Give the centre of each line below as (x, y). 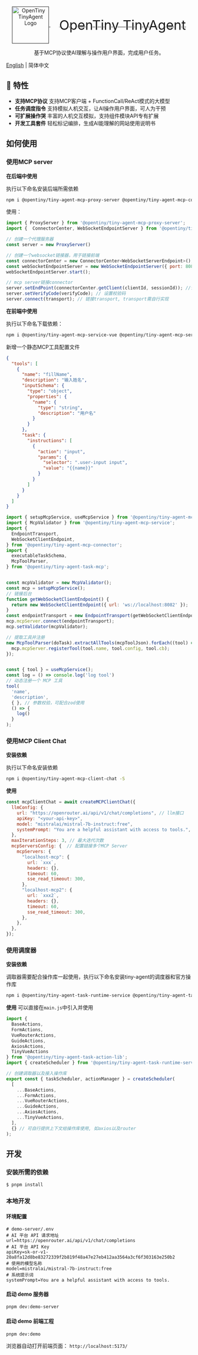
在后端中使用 (22, 176)
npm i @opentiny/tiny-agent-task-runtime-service (68, 996)
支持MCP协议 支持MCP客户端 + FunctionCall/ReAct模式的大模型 (92, 101)
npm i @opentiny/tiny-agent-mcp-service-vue (62, 335)
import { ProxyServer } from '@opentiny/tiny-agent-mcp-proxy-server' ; (96, 223)
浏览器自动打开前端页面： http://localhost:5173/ (67, 1346)
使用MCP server (29, 162)
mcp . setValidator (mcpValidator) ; (47, 627)
